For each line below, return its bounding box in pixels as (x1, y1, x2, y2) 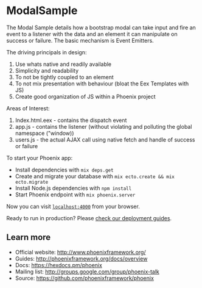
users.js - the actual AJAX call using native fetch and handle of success (15, 135, 195, 143)
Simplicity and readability (15, 67, 79, 74)
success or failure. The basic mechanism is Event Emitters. (6, 37, 154, 44)
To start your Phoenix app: (6, 154, 73, 162)
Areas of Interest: (6, 104, 50, 112)
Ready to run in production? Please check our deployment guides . (6, 214, 172, 221)
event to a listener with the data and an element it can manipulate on (6, 30, 178, 37)
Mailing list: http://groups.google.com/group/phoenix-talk (15, 268, 160, 275)
